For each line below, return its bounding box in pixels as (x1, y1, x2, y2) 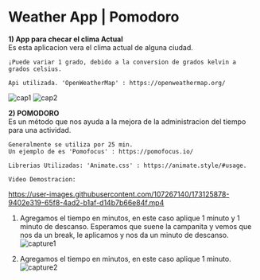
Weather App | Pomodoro (8, 8, 180, 26)
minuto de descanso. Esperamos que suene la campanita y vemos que (19, 221, 252, 231)
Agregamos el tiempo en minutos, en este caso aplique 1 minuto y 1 (19, 213, 240, 223)
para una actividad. (8, 125, 72, 134)
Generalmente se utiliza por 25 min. (8, 140, 134, 149)
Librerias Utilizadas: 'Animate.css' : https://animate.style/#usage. (8, 161, 247, 169)
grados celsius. (8, 64, 62, 73)
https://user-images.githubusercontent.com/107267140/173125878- (8, 189, 230, 199)
